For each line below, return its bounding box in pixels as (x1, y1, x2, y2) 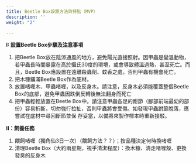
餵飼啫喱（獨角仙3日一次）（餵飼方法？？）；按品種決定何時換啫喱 (14, 137, 172, 144)
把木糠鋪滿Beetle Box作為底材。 (14, 76, 92, 83)
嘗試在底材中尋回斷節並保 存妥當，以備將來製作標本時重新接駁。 (14, 112, 170, 119)
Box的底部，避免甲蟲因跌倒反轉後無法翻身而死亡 (14, 90, 132, 97)
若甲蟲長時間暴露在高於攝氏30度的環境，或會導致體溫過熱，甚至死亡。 (14, 61, 185, 68)
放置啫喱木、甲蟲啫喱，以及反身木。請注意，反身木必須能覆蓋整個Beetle (14, 83, 189, 90)
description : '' (6, 14, 46, 20)
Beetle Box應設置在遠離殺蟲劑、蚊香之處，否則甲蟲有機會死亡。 (25, 69, 180, 76)
